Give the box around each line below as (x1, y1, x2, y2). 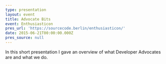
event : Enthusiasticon (5, 21, 53, 26)
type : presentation (5, 7, 47, 12)
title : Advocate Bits (5, 16, 51, 21)
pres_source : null (5, 35, 44, 40)
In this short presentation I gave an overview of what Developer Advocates (5, 48, 161, 55)
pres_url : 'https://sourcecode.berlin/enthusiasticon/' (5, 26, 126, 31)
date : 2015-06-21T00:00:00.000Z (5, 30, 73, 35)
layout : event (5, 12, 35, 17)
